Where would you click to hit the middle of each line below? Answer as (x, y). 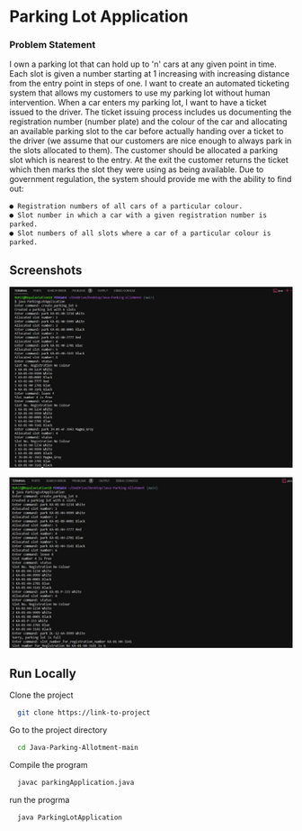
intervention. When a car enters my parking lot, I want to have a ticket (138, 103)
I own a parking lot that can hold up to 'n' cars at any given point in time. (143, 64)
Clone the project (41, 695)
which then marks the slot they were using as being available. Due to (137, 169)
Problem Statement (53, 45)
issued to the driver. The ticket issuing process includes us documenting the (151, 112)
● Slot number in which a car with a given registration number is (138, 215)
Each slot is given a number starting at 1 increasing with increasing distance (150, 74)
